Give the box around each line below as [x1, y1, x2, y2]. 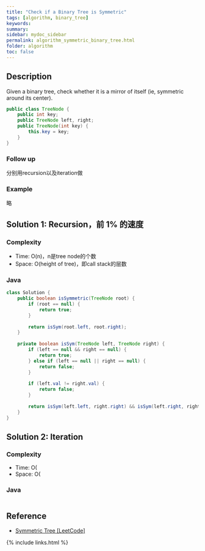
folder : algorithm [6, 43, 53, 50]
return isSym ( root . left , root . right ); [28, 324, 127, 330]
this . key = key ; [28, 129, 70, 135]
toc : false [6, 49, 34, 55]
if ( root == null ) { [28, 301, 81, 308]
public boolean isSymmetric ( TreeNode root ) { [17, 295, 135, 301]
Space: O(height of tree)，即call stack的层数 [15, 260, 127, 267]
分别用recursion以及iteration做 [6, 169, 83, 176]
